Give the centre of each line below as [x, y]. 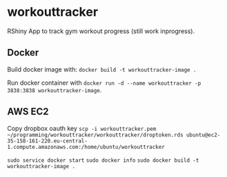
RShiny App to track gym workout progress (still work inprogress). [101, 31]
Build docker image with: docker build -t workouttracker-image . [102, 69]
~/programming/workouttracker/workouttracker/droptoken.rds [96, 135]
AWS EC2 [28, 112]
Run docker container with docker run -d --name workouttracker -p [104, 83]
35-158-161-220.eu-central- [48, 141]
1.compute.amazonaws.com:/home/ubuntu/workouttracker [86, 147]
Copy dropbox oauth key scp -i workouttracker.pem [82, 128]
